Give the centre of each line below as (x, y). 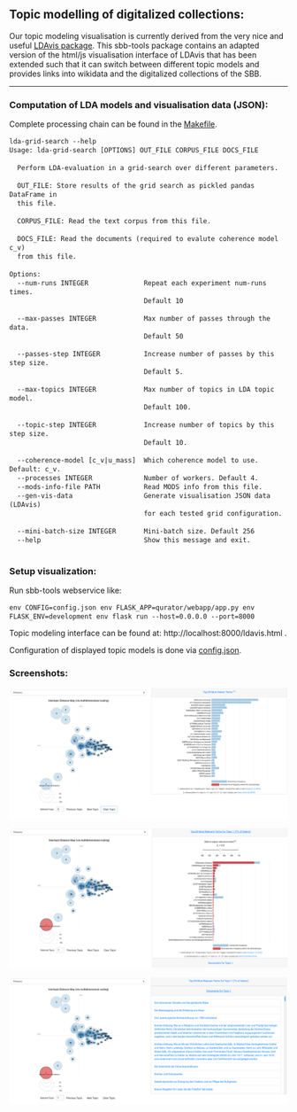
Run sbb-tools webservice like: (65, 591)
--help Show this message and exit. (134, 540)
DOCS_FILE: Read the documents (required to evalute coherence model (148, 239)
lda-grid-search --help (53, 142)
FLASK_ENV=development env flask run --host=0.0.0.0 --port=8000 (132, 617)
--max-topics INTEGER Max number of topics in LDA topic (146, 390)
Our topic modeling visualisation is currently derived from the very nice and (147, 35)
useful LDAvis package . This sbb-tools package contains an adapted (134, 45)
